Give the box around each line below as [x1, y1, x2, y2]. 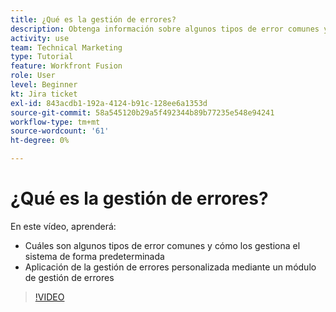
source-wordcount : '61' [10, 126, 110, 136]
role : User [10, 71, 56, 81]
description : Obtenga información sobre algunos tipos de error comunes [10, 24, 320, 34]
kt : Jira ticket [10, 89, 78, 99]
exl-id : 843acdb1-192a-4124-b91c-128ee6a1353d [10, 98, 208, 108]
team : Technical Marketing [10, 42, 123, 53]
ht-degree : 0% [10, 136, 70, 146]
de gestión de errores [24, 271, 115, 283]
